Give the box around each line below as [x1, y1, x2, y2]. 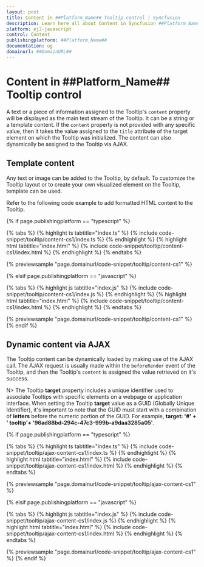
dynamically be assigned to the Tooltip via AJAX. [6, 140, 129, 148]
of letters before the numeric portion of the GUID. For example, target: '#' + [6, 413, 197, 420]
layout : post [6, 9, 39, 15]
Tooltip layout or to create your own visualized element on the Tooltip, [6, 180, 181, 188]
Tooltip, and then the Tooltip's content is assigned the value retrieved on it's [6, 368, 196, 376]
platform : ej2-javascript [6, 26, 72, 32]
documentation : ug [6, 43, 53, 49]
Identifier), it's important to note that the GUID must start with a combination [6, 406, 197, 413]
